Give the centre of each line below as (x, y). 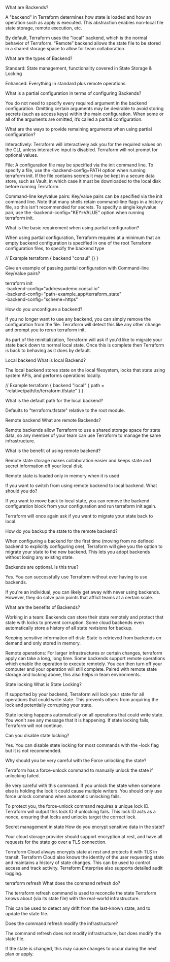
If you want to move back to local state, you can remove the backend (77, 501)
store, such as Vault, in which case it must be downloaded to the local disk (83, 181)
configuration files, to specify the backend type (55, 248)
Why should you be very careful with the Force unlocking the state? (76, 760)
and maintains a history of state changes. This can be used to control (78, 863)
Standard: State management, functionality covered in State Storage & (79, 68)
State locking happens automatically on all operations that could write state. (84, 715)
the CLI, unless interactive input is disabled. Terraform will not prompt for (82, 150)
